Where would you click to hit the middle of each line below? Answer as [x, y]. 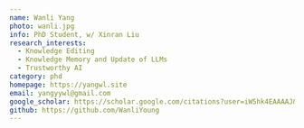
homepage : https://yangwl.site [68, 85]
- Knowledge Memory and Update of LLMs [93, 59]
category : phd [36, 77]
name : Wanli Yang [42, 18]
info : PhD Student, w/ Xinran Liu [75, 34]
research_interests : [48, 43]
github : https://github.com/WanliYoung [85, 110]
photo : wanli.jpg [42, 26]
